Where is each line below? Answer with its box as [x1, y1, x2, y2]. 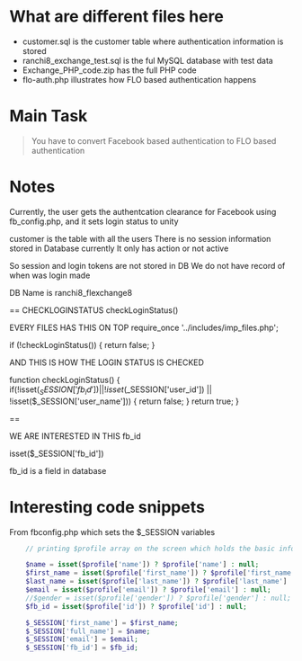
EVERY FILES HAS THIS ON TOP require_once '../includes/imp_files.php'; [9, 322, 279, 333]
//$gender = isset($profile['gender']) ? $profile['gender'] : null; [25, 594, 292, 603]
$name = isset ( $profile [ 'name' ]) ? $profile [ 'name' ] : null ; [25, 560, 260, 569]
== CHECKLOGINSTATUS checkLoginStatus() [9, 304, 179, 316]
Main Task [9, 106, 88, 127]
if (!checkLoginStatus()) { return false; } [9, 339, 155, 350]
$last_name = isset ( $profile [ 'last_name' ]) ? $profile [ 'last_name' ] [25, 577, 288, 586]
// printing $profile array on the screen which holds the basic [25, 544, 276, 553]
